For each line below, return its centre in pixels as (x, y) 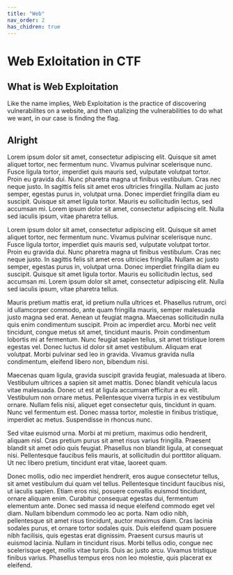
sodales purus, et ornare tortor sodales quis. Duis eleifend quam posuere (112, 528)
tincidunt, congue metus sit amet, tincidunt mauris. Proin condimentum (109, 332)
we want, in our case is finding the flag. (64, 118)
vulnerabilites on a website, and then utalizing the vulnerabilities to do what (115, 111)
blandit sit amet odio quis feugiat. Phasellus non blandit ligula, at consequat (115, 448)
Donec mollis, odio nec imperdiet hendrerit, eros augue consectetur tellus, (114, 476)
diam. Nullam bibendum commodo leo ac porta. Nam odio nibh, (98, 514)
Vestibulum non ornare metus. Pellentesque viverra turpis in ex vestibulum (114, 397)
